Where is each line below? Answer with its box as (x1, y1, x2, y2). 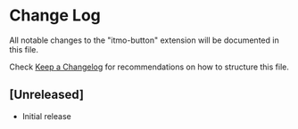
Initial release (21, 110, 71, 121)
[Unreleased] (9, 87, 85, 102)
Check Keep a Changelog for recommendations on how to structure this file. (9, 61, 290, 72)
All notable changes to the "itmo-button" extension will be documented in (9, 35, 279, 45)
